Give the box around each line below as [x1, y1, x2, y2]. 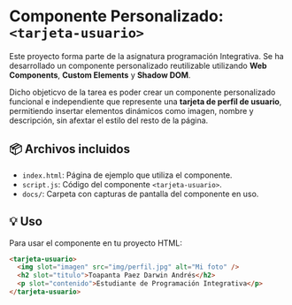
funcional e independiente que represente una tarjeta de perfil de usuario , [9, 95, 282, 107]
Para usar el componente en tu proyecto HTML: [9, 237, 183, 248]
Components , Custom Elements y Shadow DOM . [9, 69, 191, 80]
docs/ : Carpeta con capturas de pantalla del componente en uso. [21, 188, 259, 199]
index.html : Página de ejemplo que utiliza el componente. [21, 170, 233, 180]
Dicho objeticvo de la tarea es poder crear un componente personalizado [9, 87, 276, 97]
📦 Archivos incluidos [9, 141, 131, 156]
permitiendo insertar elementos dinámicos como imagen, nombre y [9, 105, 254, 116]
